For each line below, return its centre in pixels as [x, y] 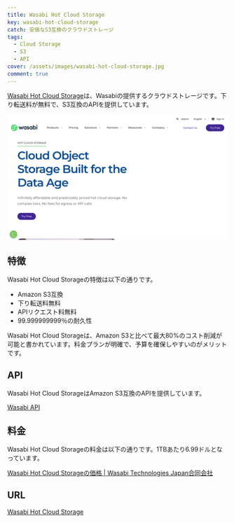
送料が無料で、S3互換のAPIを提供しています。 [86, 104]
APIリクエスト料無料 [47, 312]
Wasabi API [24, 407]
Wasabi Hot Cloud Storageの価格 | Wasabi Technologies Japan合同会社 [110, 473]
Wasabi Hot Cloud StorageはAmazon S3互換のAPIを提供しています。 [106, 393]
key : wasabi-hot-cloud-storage [53, 22]
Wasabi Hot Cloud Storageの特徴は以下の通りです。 [82, 279]
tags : [15, 37]
